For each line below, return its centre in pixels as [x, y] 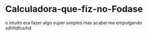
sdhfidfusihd [18, 28]
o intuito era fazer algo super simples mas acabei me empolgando [74, 23]
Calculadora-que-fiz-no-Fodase [74, 9]
